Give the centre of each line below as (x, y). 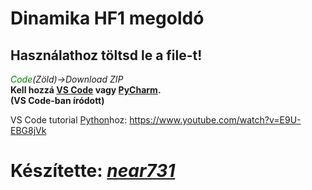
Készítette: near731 (93, 171)
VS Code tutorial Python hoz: (69, 120)
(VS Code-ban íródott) (57, 100)
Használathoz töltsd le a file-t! (106, 55)
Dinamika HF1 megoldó (107, 18)
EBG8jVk (28, 130)
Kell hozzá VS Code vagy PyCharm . (86, 90)
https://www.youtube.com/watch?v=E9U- (215, 120)
